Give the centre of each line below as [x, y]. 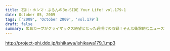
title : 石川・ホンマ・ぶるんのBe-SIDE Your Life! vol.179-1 [66, 10]
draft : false [19, 24]
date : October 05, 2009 [30, 15]
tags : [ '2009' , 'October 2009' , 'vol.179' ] [52, 19]
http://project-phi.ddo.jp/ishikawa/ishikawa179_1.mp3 [60, 43]
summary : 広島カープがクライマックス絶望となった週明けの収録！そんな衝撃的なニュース [85, 29]
